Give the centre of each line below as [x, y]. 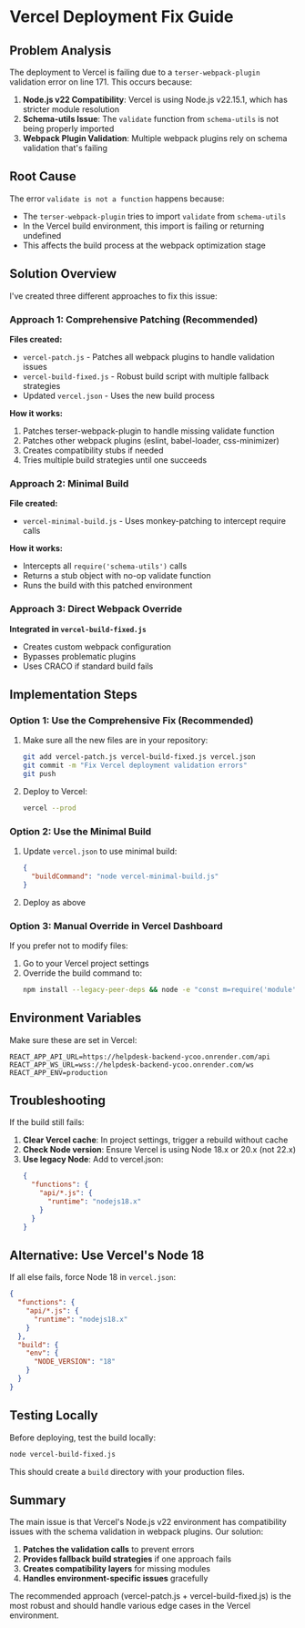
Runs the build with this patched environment [107, 586]
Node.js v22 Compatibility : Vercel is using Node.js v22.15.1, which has [155, 99]
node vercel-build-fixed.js [63, 1454]
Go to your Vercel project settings [86, 963]
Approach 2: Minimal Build [69, 483]
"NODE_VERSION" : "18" [75, 1362]
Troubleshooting [58, 1101]
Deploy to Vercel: [55, 791]
